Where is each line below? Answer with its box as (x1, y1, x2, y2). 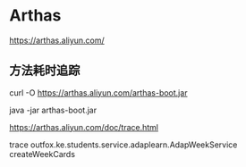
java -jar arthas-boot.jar (9, 104, 97, 115)
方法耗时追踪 (9, 63, 81, 79)
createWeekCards (9, 148, 76, 159)
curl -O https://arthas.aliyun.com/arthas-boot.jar (9, 87, 188, 98)
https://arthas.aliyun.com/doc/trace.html (9, 121, 159, 132)
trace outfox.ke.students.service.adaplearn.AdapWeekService (9, 139, 238, 150)
